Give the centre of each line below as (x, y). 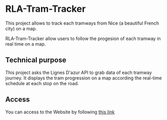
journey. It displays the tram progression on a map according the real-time (84, 78)
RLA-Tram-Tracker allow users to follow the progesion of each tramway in (83, 38)
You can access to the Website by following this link (60, 112)
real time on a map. (26, 44)
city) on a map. (21, 28)
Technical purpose (36, 60)
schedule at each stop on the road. (42, 83)
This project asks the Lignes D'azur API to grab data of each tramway (79, 72)
